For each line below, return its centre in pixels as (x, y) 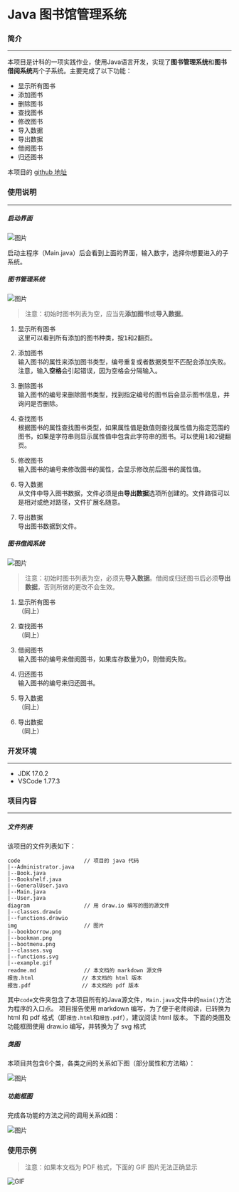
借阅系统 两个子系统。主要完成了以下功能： (70, 71)
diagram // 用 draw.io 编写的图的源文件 (89, 906)
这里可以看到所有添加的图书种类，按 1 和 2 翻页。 (87, 338)
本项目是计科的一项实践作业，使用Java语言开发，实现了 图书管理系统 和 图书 (117, 62)
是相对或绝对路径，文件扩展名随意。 (71, 502)
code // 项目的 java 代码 (73, 861)
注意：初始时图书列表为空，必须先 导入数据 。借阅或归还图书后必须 (121, 578)
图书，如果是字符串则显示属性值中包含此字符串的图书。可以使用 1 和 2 (118, 436)
